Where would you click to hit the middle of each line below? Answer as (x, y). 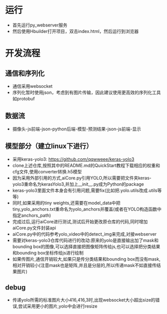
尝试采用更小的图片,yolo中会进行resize (58, 306)
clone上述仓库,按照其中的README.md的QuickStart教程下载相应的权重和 (86, 165)
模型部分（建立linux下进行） (49, 146)
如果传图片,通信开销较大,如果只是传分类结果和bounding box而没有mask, (86, 259)
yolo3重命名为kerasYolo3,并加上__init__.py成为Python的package (78, 184)
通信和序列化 (25, 73)
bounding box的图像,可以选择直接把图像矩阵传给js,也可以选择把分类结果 (86, 246)
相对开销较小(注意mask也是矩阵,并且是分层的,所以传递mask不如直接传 (84, 265)
